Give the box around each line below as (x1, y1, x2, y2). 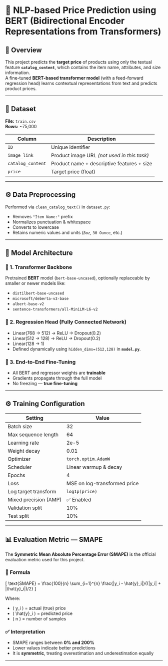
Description (87, 135, 116, 142)
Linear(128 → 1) (12, 341, 44, 347)
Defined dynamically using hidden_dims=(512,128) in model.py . (12, 346, 141, 352)
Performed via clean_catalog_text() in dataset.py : (5, 204, 110, 210)
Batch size (7, 423, 32, 430)
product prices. (5, 86, 37, 92)
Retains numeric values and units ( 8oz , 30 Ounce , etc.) (12, 229, 122, 235)
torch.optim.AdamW (66, 456, 110, 462)
